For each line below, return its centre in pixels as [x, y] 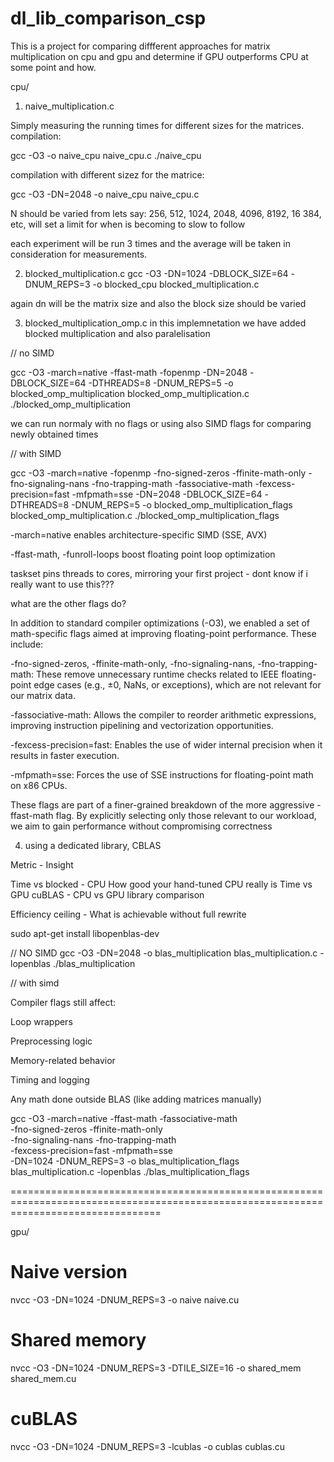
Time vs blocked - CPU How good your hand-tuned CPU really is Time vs [161, 884]
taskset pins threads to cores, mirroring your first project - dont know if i [159, 573]
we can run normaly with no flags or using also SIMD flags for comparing [161, 423]
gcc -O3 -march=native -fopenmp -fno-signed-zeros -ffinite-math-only [158, 473]
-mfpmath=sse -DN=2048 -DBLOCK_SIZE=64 [167, 494]
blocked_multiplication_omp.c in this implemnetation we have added [165, 323]
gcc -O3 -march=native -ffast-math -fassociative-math [124, 1118]
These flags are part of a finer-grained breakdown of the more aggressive [162, 804]
